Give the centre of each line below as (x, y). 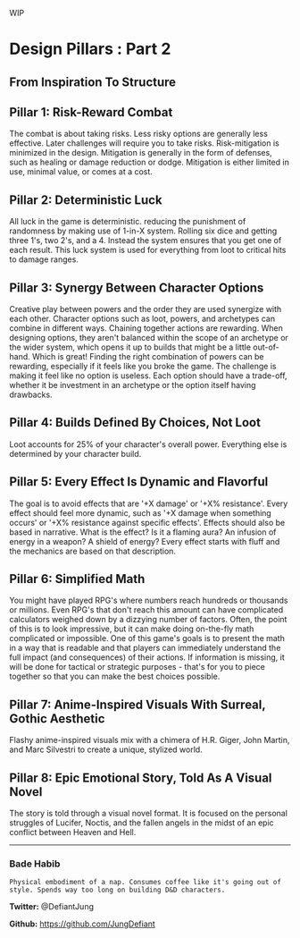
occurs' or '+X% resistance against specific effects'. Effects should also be (147, 522)
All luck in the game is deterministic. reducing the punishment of (128, 222)
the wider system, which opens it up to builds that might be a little (130, 347)
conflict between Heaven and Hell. (73, 832)
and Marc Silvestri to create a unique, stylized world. (106, 749)
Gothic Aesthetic (57, 718)
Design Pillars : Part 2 (90, 49)
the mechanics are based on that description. (93, 551)
